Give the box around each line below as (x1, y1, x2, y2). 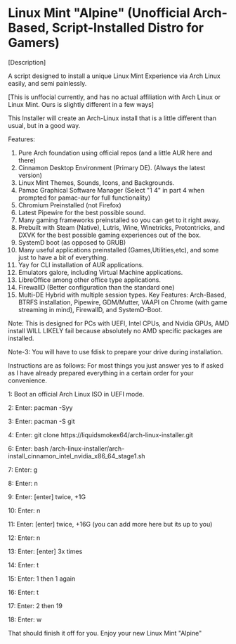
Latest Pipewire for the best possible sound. (18, 208, 146, 217)
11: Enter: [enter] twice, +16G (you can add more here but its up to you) (8, 520, 213, 528)
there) (18, 156, 36, 165)
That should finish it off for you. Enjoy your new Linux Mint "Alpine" (8, 629, 202, 637)
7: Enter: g (8, 465, 38, 474)
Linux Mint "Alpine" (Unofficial (8, 5, 190, 21)
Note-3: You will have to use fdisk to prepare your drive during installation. (8, 347, 223, 356)
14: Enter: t (8, 560, 39, 569)
